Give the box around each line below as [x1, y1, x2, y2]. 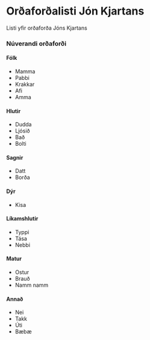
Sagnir [6, 154, 23, 161]
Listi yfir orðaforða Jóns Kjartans [6, 24, 87, 31]
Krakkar [14, 80, 35, 88]
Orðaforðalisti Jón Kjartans [6, 4, 145, 18]
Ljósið [14, 127, 30, 134]
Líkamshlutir [6, 215, 39, 222]
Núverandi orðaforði [6, 39, 67, 48]
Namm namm [14, 281, 49, 289]
